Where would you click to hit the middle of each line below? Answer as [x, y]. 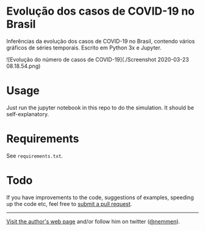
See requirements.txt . [34, 156]
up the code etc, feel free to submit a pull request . [69, 204]
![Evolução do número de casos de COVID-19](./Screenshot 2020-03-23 [98, 59]
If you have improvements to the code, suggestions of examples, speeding [100, 197]
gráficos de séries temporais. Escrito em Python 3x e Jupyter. [84, 48]
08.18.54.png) [23, 66]
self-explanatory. [28, 114]
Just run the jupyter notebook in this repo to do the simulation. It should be [100, 108]
